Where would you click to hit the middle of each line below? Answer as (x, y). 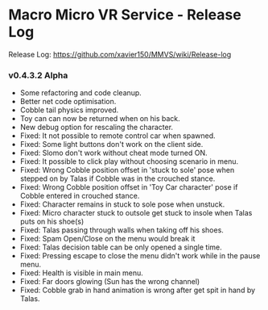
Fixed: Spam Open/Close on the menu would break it (107, 239)
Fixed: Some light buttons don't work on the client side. (111, 145)
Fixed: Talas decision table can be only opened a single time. (121, 247)
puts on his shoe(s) (52, 222)
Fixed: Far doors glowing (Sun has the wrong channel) (110, 282)
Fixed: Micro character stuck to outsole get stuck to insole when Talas (136, 213)
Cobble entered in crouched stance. (80, 196)
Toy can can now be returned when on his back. (100, 119)
